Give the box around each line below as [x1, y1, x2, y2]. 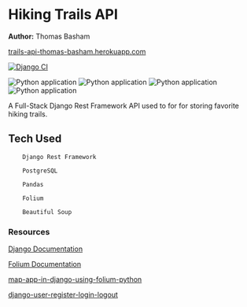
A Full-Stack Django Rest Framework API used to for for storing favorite [8, 101, 240, 110]
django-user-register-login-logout [8, 290, 118, 300]
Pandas [22, 180, 44, 188]
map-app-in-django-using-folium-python [8, 275, 142, 284]
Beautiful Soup [22, 208, 72, 216]
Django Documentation [8, 244, 83, 253]
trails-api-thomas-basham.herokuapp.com [8, 46, 146, 56]
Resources [8, 226, 50, 237]
